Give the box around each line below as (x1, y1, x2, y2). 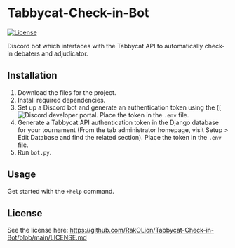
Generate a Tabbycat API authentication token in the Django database (17, 118, 220, 126)
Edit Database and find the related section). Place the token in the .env (17, 133, 222, 141)
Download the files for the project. (17, 88, 116, 96)
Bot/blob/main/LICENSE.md (7, 233, 88, 242)
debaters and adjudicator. (13, 49, 89, 58)
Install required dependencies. (17, 96, 106, 104)
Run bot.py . (17, 148, 52, 156)
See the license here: (7, 226, 69, 235)
